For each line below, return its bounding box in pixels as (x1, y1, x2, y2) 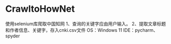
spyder (5, 33, 20, 39)
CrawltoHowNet (5, 3, 75, 15)
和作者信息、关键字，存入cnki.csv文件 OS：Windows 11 (5, 27, 122, 33)
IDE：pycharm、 (123, 27, 158, 33)
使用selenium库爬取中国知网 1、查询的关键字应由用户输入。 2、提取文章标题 (5, 20, 166, 27)
